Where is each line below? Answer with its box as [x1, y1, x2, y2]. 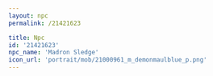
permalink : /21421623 [8, 19, 81, 27]
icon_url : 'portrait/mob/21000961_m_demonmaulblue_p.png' [8, 56, 207, 64]
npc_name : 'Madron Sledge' [8, 49, 99, 57]
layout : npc [8, 11, 48, 20]
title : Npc [8, 34, 45, 42]
